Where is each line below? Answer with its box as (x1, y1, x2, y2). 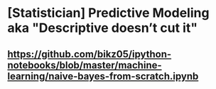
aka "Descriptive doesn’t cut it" (7, 20, 198, 36)
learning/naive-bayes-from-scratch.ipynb (7, 70, 199, 82)
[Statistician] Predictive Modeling (7, 5, 210, 21)
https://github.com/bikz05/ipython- (7, 48, 172, 60)
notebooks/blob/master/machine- (7, 59, 162, 71)
